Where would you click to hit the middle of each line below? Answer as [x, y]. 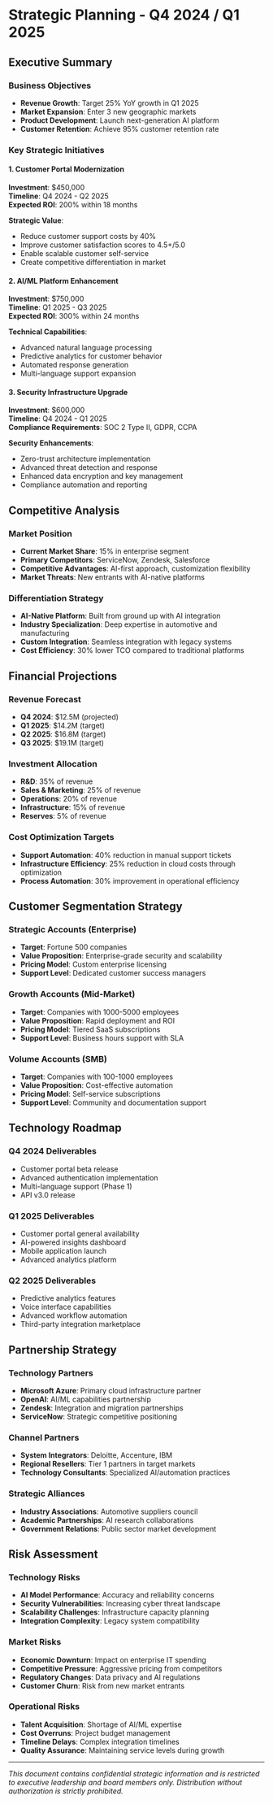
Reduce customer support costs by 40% [88, 236]
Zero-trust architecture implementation [85, 459]
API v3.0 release [48, 1195]
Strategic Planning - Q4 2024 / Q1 [124, 15]
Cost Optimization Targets [61, 837]
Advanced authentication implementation [89, 1177]
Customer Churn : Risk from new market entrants [102, 1685]
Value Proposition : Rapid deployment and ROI [97, 1020]
